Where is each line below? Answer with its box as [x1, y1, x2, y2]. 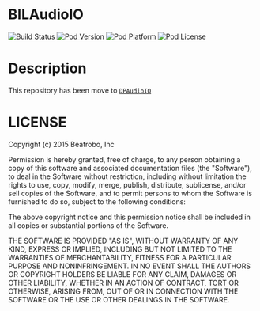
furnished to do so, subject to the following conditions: [8, 196, 186, 207]
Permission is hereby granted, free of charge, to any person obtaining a [8, 154, 241, 164]
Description [8, 59, 87, 78]
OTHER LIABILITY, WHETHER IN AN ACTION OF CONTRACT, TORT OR [8, 278, 239, 287]
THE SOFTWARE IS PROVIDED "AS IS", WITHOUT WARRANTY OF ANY [8, 236, 239, 245]
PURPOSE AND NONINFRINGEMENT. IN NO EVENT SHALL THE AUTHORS [8, 261, 251, 271]
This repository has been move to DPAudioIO [8, 85, 152, 95]
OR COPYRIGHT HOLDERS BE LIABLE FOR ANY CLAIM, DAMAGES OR [8, 269, 237, 279]
